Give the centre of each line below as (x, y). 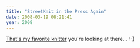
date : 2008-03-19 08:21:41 (39, 17)
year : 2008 (19, 22)
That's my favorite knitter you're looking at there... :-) (70, 39)
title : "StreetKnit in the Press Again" (56, 11)
